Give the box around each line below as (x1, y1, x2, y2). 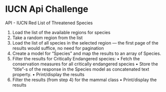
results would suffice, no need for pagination (12, 45, 104, 51)
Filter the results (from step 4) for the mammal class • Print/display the (12, 77, 157, 83)
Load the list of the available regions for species (12, 29, 111, 35)
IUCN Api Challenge (5, 3, 88, 15)
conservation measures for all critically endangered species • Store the (12, 61, 159, 67)
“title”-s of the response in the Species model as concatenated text (12, 66, 150, 72)
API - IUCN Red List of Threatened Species (5, 20, 93, 26)
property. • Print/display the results (12, 71, 85, 77)
